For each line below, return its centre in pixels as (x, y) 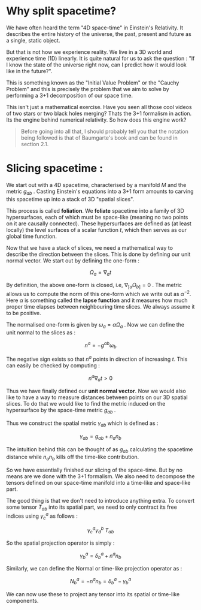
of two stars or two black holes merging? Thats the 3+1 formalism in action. (99, 113)
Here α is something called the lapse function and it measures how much (97, 300)
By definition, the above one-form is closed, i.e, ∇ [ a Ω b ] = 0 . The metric (94, 286)
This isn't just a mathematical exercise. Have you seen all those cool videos (99, 107)
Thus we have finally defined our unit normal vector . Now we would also (96, 391)
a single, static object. (33, 40)
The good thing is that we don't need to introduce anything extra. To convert (100, 501)
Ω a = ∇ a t (100, 273)
